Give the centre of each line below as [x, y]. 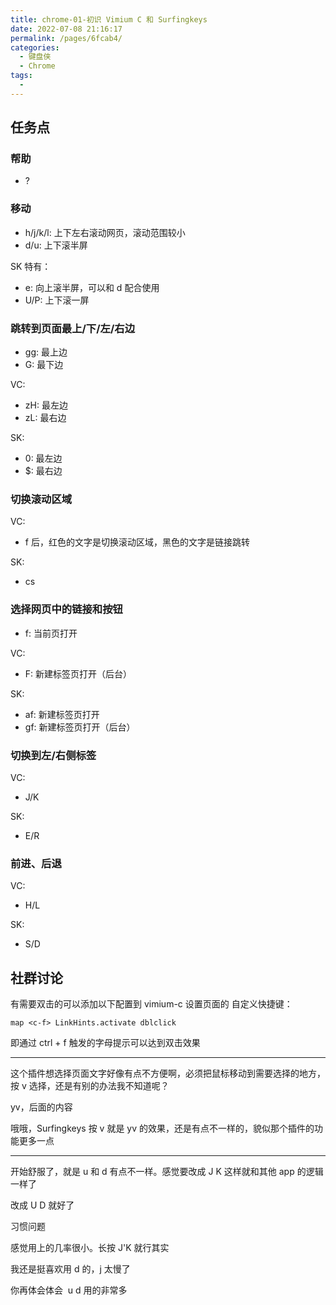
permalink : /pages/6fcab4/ [66, 38]
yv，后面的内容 [41, 1107]
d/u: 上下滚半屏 [56, 245]
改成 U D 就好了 [42, 1205]
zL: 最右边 [45, 418]
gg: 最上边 [46, 352]
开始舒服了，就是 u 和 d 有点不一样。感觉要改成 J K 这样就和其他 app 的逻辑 [167, 1172]
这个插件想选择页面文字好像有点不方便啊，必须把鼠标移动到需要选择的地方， [168, 1073]
